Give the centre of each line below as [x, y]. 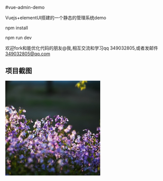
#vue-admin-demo [25, 7]
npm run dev [18, 38]
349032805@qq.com [28, 54]
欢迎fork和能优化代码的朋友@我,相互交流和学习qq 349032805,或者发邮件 [82, 48]
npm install [17, 28]
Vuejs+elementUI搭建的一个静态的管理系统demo [56, 18]
